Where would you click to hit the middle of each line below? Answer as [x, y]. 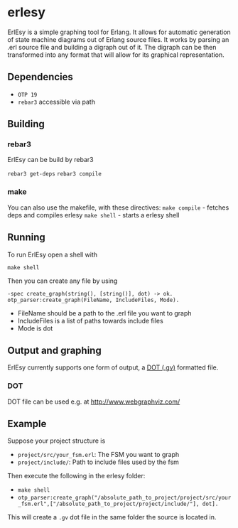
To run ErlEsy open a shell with [53, 254]
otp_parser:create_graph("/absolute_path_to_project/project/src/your [124, 498]
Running [27, 238]
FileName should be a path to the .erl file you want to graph [104, 313]
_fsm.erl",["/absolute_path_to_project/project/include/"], [108, 504]
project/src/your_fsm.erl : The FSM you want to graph [98, 455]
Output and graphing [54, 350]
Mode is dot [35, 328]
